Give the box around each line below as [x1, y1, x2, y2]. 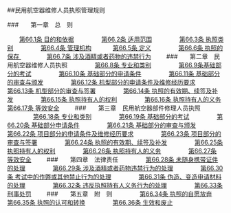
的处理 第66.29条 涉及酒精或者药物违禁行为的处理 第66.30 [7, 164, 223, 172]
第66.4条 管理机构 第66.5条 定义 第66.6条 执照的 [40, 44, 223, 52]
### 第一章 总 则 [7, 21, 74, 29]
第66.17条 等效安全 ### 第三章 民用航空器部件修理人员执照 [7, 104, 201, 112]
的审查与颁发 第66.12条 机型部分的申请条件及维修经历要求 [7, 78, 196, 86]
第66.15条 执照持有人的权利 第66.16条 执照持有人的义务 [40, 96, 221, 103]
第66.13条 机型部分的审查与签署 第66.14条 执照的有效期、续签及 [7, 87, 212, 95]
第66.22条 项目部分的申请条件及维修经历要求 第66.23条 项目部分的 [7, 130, 221, 137]
